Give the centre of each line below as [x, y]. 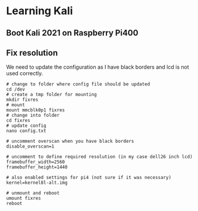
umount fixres [24, 199]
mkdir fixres [22, 100]
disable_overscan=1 [30, 146]
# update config [26, 126]
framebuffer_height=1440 [37, 167]
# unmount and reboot [33, 193]
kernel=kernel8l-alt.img [37, 183]
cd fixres [18, 121]
